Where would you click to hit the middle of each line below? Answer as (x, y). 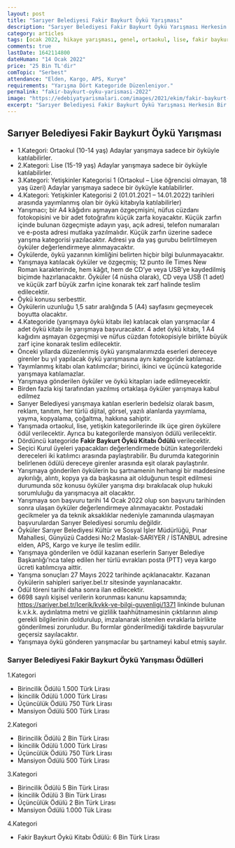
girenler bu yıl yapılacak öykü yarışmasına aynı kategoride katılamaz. (116, 359)
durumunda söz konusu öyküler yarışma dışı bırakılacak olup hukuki (115, 485)
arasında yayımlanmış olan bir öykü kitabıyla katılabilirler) (99, 202)
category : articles (36, 33)
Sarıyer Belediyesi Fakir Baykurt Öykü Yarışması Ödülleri (106, 659)
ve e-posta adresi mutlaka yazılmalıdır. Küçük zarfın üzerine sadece (115, 232)
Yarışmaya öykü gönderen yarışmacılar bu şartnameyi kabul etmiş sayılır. (122, 641)
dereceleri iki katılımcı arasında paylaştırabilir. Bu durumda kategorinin (118, 456)
